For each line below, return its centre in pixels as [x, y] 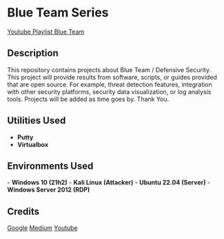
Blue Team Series [58, 13]
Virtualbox [33, 144]
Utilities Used [37, 121]
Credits [23, 211]
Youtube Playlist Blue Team [46, 32]
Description [33, 53]
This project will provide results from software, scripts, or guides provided [112, 77]
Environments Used [50, 166]
